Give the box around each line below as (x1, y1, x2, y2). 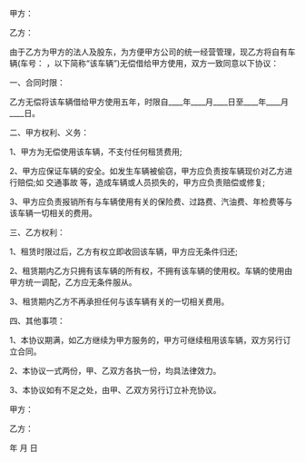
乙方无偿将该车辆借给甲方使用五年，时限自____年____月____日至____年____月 (9, 96, 289, 107)
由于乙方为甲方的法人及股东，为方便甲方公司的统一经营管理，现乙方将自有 (9, 46, 288, 57)
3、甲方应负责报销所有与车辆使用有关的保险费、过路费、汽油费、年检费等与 (9, 196, 293, 207)
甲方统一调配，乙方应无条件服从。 (9, 277, 137, 288)
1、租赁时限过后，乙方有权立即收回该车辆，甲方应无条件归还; (9, 246, 238, 257)
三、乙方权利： (9, 227, 65, 238)
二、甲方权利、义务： (9, 127, 89, 138)
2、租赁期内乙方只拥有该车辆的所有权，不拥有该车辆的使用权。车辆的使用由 (9, 266, 293, 276)
